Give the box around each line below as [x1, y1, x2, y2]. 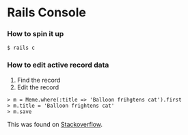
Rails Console [7, 5, 87, 20]
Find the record [16, 76, 61, 84]
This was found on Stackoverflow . [7, 120, 103, 128]
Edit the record [16, 83, 59, 91]
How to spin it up [7, 29, 64, 39]
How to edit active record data [7, 60, 109, 70]
